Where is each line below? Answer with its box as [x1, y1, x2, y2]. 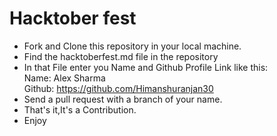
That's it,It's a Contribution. [23, 103, 137, 116]
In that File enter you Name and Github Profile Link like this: [23, 61, 269, 73]
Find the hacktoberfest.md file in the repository [23, 50, 219, 62]
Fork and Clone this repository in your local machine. [23, 40, 242, 52]
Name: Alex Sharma [23, 72, 106, 84]
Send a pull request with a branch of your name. [23, 93, 223, 105]
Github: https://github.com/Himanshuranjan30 [23, 82, 214, 94]
